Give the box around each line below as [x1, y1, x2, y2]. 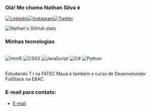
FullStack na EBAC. [5, 76, 45, 82]
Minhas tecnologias [5, 38, 55, 45]
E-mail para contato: [5, 89, 57, 96]
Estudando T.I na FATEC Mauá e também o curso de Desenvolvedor [5, 70, 146, 77]
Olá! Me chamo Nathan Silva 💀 [5, 4, 80, 11]
